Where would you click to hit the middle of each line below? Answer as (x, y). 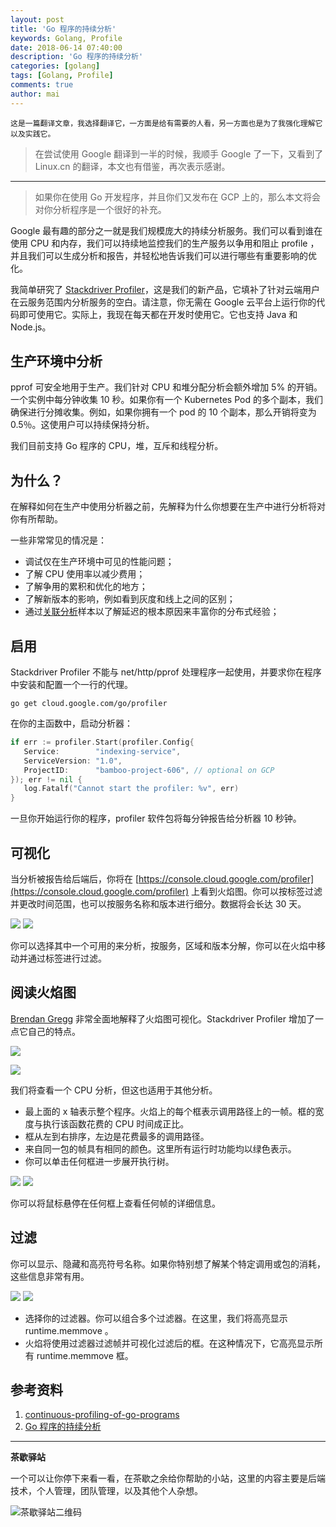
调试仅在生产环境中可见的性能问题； (99, 562)
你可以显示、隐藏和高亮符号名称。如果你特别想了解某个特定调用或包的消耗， (168, 1263)
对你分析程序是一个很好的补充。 (100, 209)
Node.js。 (31, 327)
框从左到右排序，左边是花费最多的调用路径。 (117, 1136)
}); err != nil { (46, 779)
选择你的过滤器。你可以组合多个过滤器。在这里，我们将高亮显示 (156, 1318)
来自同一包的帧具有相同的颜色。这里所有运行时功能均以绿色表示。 (160, 1148)
